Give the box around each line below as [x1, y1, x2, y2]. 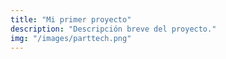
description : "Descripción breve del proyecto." [10, 24, 217, 34]
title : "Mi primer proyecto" [10, 14, 132, 25]
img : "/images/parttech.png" [10, 33, 132, 43]
